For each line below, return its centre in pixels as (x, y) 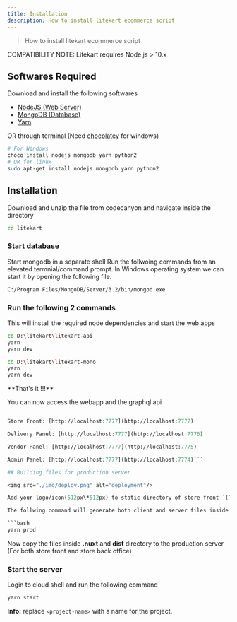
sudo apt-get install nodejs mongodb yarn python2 (83, 168)
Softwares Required (52, 76)
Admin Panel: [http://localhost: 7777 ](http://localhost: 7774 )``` (105, 459)
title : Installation (38, 14)
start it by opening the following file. (60, 276)
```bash (19, 524)
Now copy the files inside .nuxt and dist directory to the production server (116, 543)
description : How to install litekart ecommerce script (91, 20)
